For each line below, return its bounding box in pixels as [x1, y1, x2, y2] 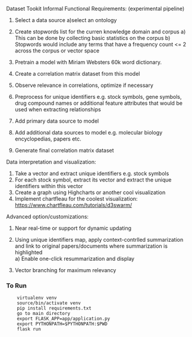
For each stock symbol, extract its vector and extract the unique [14, 176, 172, 183]
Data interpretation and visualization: [6, 158, 96, 166]
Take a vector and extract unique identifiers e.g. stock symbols [14, 170, 169, 177]
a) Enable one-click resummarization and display [14, 255, 135, 262]
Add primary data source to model [14, 117, 99, 124]
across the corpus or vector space [14, 47, 100, 54]
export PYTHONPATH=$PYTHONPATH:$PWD [17, 321, 108, 327]
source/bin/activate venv [17, 300, 81, 306]
